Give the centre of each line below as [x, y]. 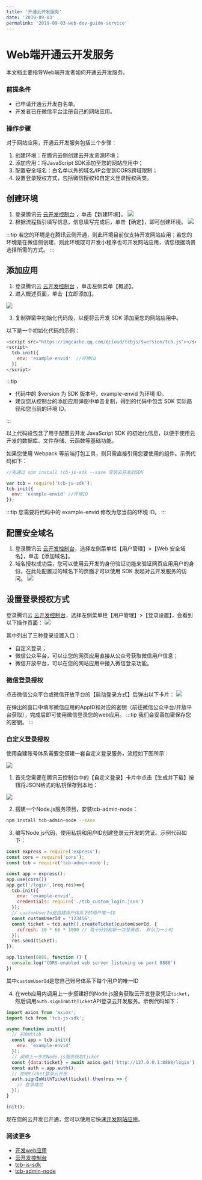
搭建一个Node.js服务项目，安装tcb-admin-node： [76, 809]
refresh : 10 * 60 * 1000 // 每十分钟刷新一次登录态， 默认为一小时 [95, 930]
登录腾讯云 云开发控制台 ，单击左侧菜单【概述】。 [76, 286]
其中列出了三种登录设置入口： [43, 635]
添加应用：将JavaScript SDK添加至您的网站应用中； [79, 162]
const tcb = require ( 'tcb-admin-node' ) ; [58, 863]
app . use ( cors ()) [26, 879]
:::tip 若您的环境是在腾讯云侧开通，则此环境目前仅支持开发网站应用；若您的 [99, 235]
